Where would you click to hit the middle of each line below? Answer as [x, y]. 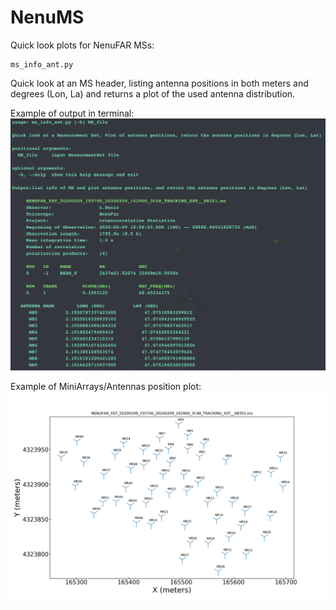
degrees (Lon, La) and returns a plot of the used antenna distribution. [153, 93]
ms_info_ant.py [42, 64]
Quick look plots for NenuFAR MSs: [82, 45]
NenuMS [47, 17]
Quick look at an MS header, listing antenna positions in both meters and [159, 83]
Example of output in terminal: [72, 113]
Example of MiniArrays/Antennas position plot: [106, 387]
